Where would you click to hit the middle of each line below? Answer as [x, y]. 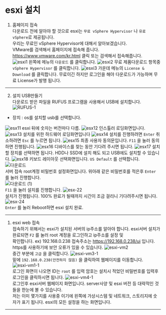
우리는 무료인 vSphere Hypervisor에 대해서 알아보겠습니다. [70, 43]
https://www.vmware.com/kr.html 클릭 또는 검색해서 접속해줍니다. [77, 55]
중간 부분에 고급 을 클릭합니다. [41, 253]
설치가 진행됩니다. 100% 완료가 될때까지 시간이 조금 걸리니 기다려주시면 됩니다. [81, 196]
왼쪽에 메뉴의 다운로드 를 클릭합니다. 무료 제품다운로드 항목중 [95, 62]
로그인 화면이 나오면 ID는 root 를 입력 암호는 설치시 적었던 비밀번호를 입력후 [85, 271]
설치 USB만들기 [27, 95]
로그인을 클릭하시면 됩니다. [38, 277]
